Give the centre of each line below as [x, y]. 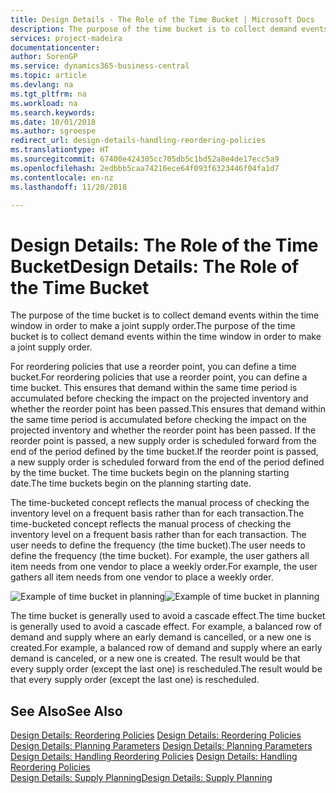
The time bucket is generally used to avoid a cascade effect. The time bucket [168, 616]
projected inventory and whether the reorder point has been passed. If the [163, 430]
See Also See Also [66, 711]
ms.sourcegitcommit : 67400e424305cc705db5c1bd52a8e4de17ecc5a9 [145, 159]
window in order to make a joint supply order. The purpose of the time [153, 326]
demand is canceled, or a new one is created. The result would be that [155, 658]
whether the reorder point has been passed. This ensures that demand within [168, 409]
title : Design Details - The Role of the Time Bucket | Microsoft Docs [162, 19]
